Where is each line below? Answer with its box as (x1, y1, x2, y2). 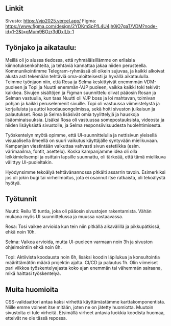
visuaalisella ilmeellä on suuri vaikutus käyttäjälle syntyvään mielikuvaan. (5, 137, 159, 144)
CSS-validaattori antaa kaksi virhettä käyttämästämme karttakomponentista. (5, 299, 166, 305)
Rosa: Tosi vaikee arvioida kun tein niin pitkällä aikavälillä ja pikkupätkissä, (5, 223, 161, 229)
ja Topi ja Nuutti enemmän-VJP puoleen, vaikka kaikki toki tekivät (23, 84, 160, 90)
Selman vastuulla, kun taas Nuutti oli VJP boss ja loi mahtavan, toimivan (5, 95, 156, 101)
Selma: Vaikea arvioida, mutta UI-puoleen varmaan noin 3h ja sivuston (5, 239, 153, 245)
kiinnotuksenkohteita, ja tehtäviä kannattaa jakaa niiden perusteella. (5, 62, 148, 68)
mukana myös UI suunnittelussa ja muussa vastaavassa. (5, 214, 124, 220)
